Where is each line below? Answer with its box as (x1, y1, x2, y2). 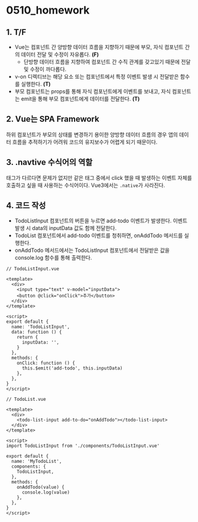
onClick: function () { (17, 360, 76, 367)
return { (17, 335, 38, 341)
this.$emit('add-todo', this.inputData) (21, 365, 123, 371)
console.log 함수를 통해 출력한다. (14, 254, 92, 261)
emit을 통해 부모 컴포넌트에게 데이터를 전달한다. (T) (21, 95, 140, 102)
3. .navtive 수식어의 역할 (6, 157, 93, 167)
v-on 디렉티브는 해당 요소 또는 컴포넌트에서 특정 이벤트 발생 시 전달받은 (14, 73, 179, 80)
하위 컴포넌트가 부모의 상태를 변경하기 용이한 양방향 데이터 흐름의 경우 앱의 (6, 131, 178, 138)
